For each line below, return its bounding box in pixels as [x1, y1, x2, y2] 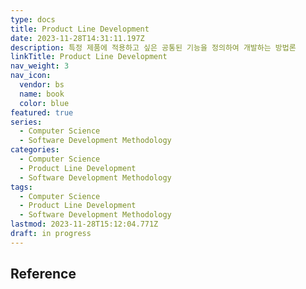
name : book [19, 89, 65, 99]
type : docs [10, 14, 56, 25]
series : [10, 117, 43, 127]
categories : [10, 145, 60, 155]
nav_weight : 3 [10, 61, 70, 71]
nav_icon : [10, 71, 52, 81]
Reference [10, 266, 77, 283]
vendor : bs [19, 80, 65, 90]
